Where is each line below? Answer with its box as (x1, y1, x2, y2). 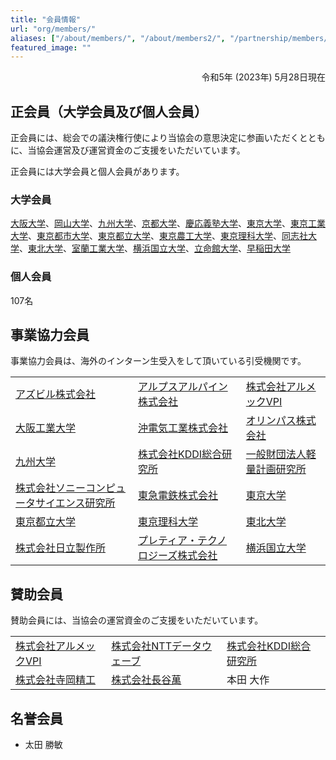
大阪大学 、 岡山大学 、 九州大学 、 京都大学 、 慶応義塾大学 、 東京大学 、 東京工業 (10, 217, 326, 230)
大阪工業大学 (15, 421, 77, 435)
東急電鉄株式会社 (138, 489, 219, 503)
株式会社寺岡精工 (15, 673, 97, 687)
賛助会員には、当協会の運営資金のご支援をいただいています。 (10, 614, 264, 626)
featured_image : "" (10, 42, 92, 53)
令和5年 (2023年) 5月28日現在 (201, 71, 326, 83)
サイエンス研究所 (35, 496, 116, 510)
